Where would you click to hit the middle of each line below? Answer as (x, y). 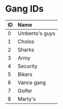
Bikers (25, 74)
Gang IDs (24, 9)
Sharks (26, 49)
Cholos (26, 41)
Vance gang (32, 82)
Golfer (25, 90)
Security (27, 66)
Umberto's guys (37, 33)
